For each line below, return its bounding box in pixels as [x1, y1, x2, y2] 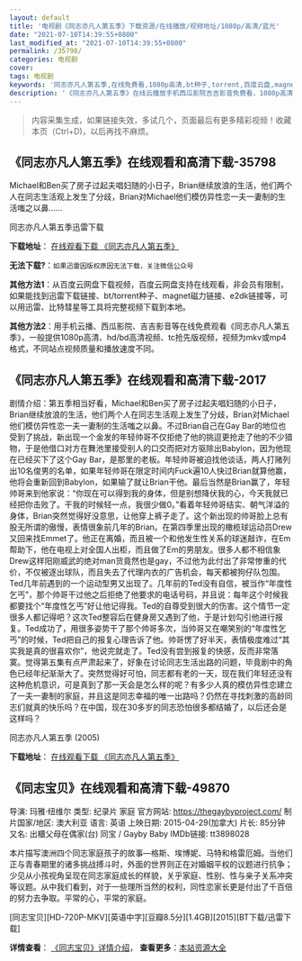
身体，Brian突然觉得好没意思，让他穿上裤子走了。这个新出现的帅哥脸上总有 [9, 511, 289, 521]
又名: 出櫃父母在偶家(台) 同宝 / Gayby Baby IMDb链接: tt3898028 [9, 828, 250, 839]
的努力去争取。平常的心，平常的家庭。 [9, 893, 151, 903]
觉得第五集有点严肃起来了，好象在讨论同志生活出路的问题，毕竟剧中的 [24, 657, 285, 667]
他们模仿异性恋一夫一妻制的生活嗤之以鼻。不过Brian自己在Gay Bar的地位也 [9, 421, 287, 431]
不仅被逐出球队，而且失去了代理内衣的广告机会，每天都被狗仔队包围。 [24, 567, 285, 577]
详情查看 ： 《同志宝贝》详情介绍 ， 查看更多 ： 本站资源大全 [9, 942, 226, 953]
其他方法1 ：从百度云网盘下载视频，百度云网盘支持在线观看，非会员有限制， [9, 279, 289, 290]
